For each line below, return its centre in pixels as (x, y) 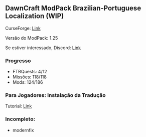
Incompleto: (20, 119)
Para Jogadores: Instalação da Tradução (56, 95)
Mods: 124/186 (28, 82)
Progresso (18, 61)
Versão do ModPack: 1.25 (32, 38)
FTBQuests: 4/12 (30, 72)
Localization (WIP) (35, 16)
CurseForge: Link (23, 28)
